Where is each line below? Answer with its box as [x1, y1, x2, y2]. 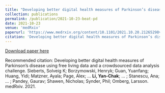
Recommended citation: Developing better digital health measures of [5, 57, 144, 63]
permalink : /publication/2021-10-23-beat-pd [5, 16, 98, 21]
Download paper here [5, 47, 49, 54]
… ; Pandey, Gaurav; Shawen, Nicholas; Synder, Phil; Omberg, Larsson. [5, 78, 149, 84]
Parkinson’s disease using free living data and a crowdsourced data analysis [5, 62, 160, 69]
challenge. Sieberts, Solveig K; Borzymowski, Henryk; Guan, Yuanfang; [5, 68, 149, 73]
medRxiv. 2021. [5, 83, 36, 89]
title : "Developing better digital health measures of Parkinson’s [5, 7, 146, 12]
